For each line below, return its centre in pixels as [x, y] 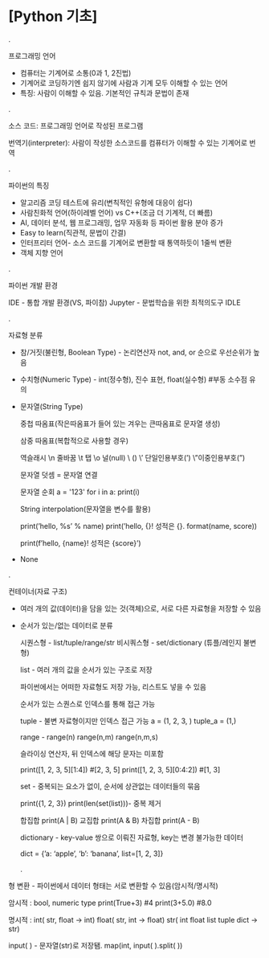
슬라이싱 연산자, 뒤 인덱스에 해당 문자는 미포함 [92, 753]
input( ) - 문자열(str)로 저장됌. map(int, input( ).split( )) [96, 945]
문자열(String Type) [51, 406]
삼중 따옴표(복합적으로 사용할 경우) [74, 440]
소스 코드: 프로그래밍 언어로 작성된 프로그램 [76, 125]
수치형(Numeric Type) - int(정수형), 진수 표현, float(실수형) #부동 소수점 [133, 379]
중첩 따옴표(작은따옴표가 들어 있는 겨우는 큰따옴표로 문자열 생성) [120, 424]
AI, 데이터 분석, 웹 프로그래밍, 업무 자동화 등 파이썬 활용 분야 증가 [121, 223]
